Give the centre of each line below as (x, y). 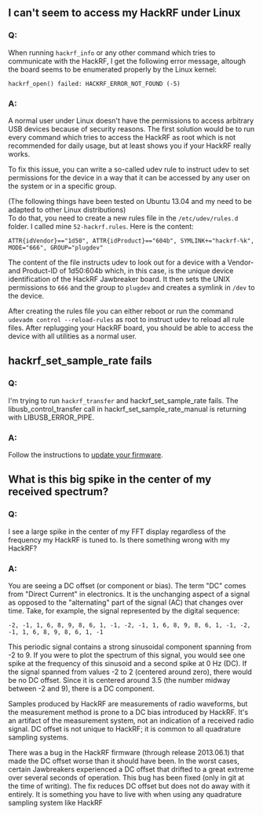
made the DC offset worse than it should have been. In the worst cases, (124, 761)
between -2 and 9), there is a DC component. (81, 688)
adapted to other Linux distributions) (67, 209)
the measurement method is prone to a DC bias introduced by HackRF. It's (128, 712)
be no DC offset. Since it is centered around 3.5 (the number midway (119, 680)
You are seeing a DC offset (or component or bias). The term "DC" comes (127, 585)
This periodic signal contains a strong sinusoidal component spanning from (130, 646)
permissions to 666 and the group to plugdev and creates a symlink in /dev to (131, 287)
